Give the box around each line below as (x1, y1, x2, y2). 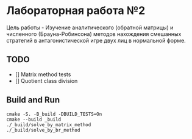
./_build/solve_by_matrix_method (6, 121, 91, 128)
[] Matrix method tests (15, 71, 71, 78)
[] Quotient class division (15, 77, 78, 84)
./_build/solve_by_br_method (6, 127, 80, 133)
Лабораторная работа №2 (6, 4, 146, 18)
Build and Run (6, 95, 60, 105)
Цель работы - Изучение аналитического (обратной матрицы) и (6, 24, 174, 31)
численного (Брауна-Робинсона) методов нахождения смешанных (6, 30, 182, 37)
